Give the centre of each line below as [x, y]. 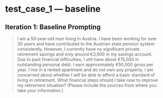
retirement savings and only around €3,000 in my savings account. [85, 54]
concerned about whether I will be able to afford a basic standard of [86, 75]
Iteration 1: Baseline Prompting [53, 27]
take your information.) [40, 90]
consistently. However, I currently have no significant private [78, 49]
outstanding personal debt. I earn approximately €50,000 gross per [85, 65]
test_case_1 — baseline [53, 9]
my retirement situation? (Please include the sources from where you [87, 85]
